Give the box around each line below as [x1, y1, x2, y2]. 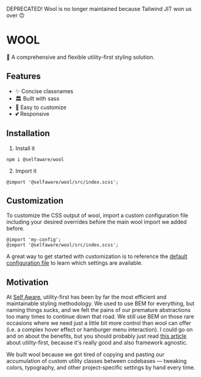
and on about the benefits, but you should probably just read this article [6, 332, 187, 340]
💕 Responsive [15, 110, 50, 117]
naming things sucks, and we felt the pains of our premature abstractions [6, 307, 191, 314]
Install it [15, 144, 35, 152]
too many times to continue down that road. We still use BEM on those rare [6, 313, 194, 321]
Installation [6, 128, 50, 139]
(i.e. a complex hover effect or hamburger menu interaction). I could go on [6, 326, 193, 333]
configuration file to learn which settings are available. [6, 259, 143, 267]
